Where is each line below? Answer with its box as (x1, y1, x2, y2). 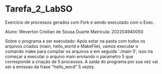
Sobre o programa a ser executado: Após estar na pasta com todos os (5, 38, 146, 44)
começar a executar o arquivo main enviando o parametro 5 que (5, 53, 133, 59)
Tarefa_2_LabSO (5, 3, 73, 15)
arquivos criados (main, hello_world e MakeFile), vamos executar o (5, 43, 138, 49)
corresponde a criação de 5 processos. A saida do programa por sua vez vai (5, 59, 158, 64)
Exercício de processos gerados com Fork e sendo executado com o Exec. (5, 19, 155, 25)
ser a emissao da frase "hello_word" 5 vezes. (5, 64, 96, 70)
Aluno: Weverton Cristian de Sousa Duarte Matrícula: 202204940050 (5, 29, 144, 34)
